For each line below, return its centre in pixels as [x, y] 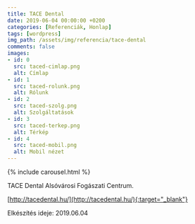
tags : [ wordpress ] [34, 34]
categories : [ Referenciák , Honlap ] [59, 27]
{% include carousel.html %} [49, 172]
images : [19, 54]
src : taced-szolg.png [45, 106]
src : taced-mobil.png [45, 146]
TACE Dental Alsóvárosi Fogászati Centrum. [70, 185]
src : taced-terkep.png [47, 125]
